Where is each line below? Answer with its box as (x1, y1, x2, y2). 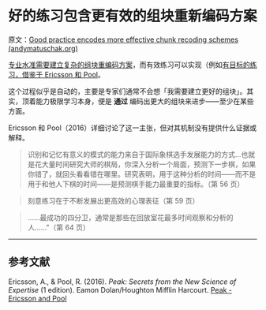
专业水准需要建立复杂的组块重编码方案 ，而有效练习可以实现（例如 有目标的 (8, 60, 250, 69)
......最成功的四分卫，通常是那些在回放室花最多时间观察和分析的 (27, 212, 234, 222)
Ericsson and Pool (8, 293, 67, 303)
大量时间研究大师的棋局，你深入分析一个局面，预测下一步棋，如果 (41, 159, 257, 169)
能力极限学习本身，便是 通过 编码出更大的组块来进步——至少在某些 (35, 96, 254, 106)
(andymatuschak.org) (8, 43, 79, 53)
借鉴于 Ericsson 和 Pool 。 (21, 69, 105, 79)
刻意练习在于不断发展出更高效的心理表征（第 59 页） (27, 196, 200, 205)
